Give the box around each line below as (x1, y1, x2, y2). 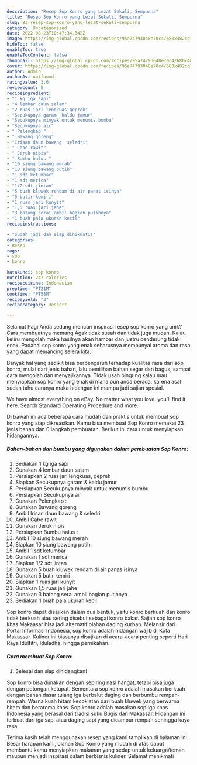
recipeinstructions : (6, 221, 57, 227)
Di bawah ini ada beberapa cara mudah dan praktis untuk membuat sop (6, 414, 179, 421)
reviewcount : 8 (6, 85, 44, 91)
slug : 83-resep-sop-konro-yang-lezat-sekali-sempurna (6, 19, 141, 25)
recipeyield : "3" (6, 296, 49, 302)
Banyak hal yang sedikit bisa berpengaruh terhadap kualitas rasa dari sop (6, 360, 184, 367)
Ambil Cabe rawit (15, 516, 57, 523)
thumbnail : (6, 57, 33, 63)
